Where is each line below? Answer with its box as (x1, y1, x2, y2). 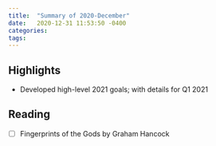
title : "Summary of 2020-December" (8, 11, 130, 20)
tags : (8, 34, 26, 42)
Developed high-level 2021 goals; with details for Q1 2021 (19, 85, 209, 94)
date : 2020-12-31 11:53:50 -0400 (8, 19, 127, 27)
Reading (8, 108, 50, 121)
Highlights (8, 63, 61, 77)
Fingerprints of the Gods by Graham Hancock (19, 128, 170, 138)
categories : (8, 26, 48, 34)
